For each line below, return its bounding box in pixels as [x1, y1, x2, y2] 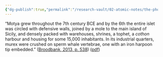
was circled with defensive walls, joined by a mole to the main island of [5, 25, 147, 32]
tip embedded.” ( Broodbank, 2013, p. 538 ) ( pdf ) [5, 46, 100, 52]
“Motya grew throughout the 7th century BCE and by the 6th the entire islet [5, 20, 155, 26]
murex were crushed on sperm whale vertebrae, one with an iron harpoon [5, 41, 153, 47]
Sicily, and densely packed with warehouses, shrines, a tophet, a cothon [5, 31, 149, 37]
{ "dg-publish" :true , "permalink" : [5, 7, 73, 12]
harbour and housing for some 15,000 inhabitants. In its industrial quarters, [5, 36, 154, 42]
